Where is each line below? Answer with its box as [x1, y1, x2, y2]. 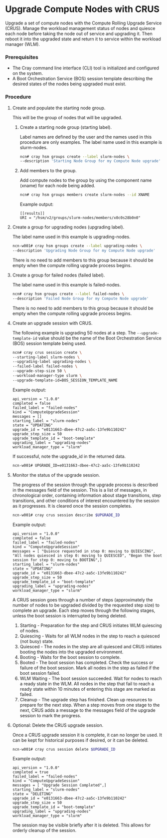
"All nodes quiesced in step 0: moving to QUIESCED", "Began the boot [12, 553, 163, 558]
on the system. [12, 70, 43, 76]
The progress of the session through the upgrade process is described [12, 482, 158, 488]
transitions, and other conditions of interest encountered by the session [12, 498, 160, 504]
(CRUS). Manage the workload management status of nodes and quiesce [5, 25, 156, 31]
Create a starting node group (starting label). [19, 124, 112, 130]
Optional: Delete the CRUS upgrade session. [12, 722, 104, 728]
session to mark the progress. [19, 712, 81, 718]
